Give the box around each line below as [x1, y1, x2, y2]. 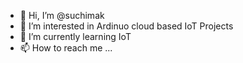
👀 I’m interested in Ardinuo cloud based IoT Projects [19, 20, 234, 32]
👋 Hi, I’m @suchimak [19, 10, 105, 21]
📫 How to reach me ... [19, 42, 113, 54]
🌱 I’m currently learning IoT [19, 31, 132, 42]
